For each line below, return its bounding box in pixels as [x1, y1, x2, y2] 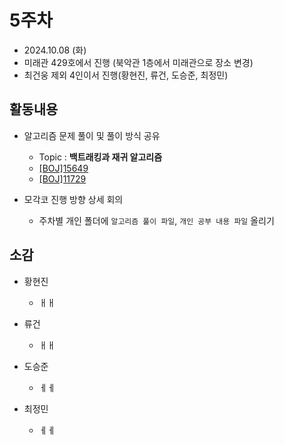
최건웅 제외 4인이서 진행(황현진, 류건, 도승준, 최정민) [23, 69, 229, 81]
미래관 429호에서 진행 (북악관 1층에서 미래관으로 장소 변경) [23, 56, 254, 68]
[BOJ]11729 [38, 172, 87, 185]
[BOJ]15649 [38, 162, 89, 174]
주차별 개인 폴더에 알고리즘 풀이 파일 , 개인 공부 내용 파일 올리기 [38, 214, 275, 226]
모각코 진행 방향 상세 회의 [23, 193, 124, 205]
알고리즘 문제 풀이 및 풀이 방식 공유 [23, 129, 161, 141]
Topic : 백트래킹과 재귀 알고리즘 [38, 151, 163, 163]
